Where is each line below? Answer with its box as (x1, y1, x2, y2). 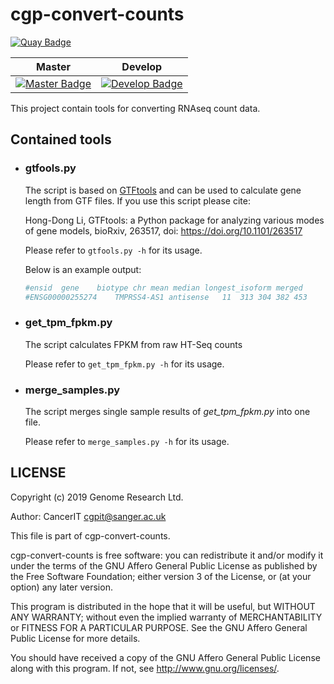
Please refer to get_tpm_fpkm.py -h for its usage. (24, 358, 225, 370)
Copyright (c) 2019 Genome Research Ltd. (10, 491, 184, 503)
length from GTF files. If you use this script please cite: (24, 194, 251, 207)
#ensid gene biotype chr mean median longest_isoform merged (24, 283, 303, 293)
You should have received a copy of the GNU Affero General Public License (10, 651, 321, 663)
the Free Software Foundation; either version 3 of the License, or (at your (10, 570, 312, 582)
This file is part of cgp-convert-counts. (10, 529, 171, 542)
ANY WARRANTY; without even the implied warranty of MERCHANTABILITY (10, 611, 323, 623)
